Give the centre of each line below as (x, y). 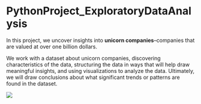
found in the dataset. (32, 83)
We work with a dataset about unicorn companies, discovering (83, 58)
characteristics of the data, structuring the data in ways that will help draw (98, 65)
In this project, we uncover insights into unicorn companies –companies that (100, 40)
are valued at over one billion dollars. (52, 47)
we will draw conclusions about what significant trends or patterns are (93, 77)
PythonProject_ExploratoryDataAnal (99, 11)
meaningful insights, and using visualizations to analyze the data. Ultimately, (100, 71)
